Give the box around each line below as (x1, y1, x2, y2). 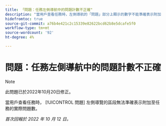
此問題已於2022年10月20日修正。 (5, 88, 74, 94)
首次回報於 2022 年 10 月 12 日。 (5, 116, 71, 122)
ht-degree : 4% (5, 35, 35, 40)
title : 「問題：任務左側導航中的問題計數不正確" (5, 7, 93, 12)
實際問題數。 (13, 105, 40, 111)
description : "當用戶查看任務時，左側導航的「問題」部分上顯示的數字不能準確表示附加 (5, 12, 162, 17)
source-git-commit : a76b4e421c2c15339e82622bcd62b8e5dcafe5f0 (5, 21, 136, 26)
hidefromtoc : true (5, 16, 43, 21)
